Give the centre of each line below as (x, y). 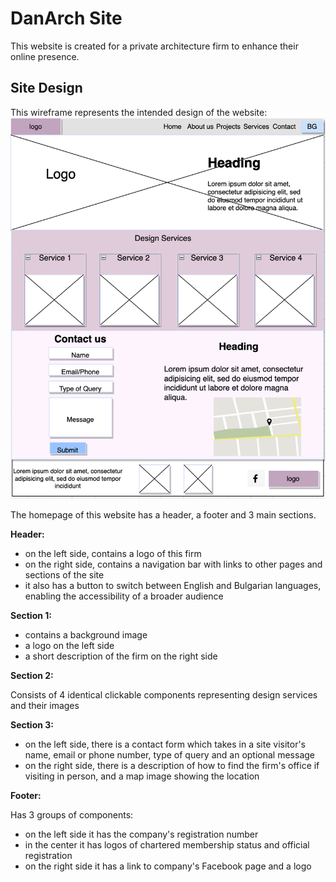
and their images (45, 705)
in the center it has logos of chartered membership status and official (167, 844)
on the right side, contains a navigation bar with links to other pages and (173, 564)
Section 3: (32, 724)
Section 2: (32, 675)
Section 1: (31, 615)
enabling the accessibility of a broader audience (124, 596)
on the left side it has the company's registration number (141, 834)
